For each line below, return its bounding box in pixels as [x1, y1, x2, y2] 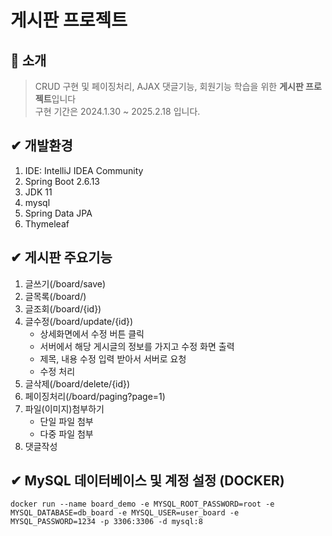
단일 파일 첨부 [39, 415, 94, 427]
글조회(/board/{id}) [24, 302, 102, 315]
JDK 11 [24, 186, 53, 198]
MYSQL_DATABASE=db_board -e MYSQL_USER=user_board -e [10, 508, 240, 518]
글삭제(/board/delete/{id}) [24, 377, 131, 390]
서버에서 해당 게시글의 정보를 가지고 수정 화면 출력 [39, 340, 235, 352]
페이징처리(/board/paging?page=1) [24, 390, 166, 402]
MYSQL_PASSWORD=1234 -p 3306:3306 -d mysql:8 [10, 517, 203, 527]
